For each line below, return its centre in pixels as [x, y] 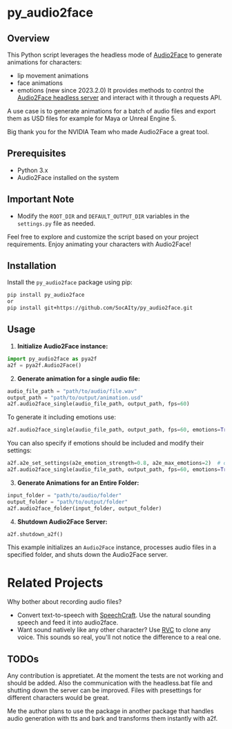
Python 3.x [32, 170]
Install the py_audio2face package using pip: [70, 282]
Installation [32, 266]
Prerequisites [37, 154]
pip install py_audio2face [46, 295]
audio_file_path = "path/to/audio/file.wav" [72, 391]
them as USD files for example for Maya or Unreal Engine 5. [92, 118]
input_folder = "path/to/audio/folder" [65, 495]
